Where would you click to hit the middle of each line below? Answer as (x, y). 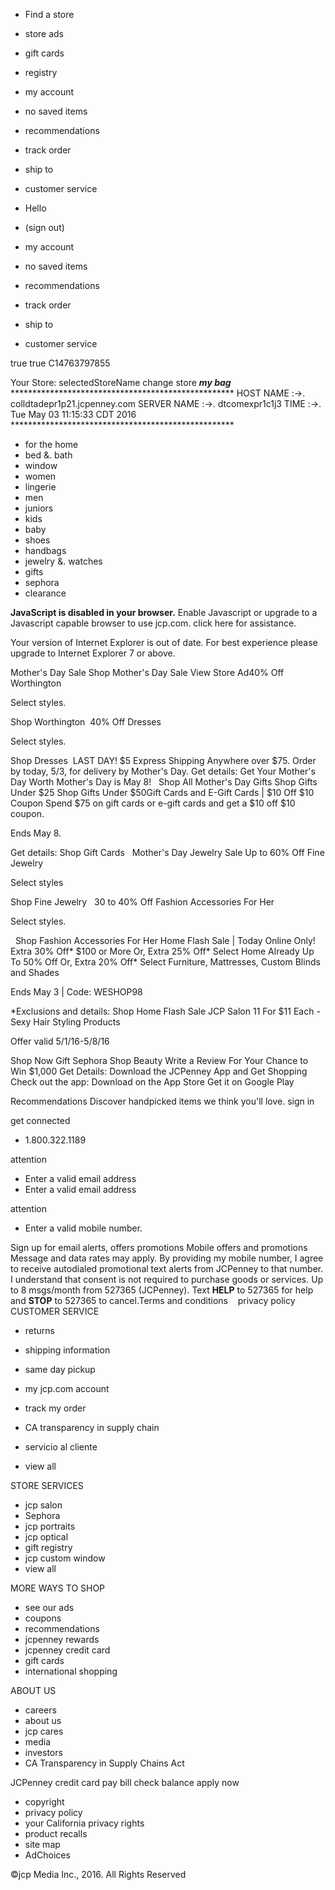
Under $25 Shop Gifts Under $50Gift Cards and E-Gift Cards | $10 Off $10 (162, 792)
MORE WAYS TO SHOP (58, 1588)
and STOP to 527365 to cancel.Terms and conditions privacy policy (153, 1300)
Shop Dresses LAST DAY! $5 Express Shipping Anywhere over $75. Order (163, 760)
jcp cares (44, 1731)
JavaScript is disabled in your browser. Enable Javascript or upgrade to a (164, 612)
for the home (51, 444)
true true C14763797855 (60, 363)
